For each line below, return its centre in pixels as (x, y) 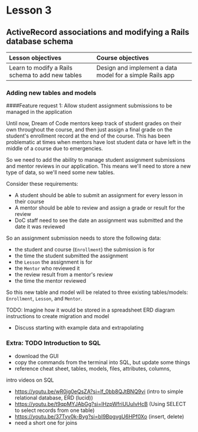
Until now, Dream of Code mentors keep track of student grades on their (94, 123)
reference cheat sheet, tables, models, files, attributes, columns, (93, 368)
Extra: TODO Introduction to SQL (54, 343)
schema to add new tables (46, 75)
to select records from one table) (55, 410)
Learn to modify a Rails (41, 68)
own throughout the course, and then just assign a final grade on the (89, 130)
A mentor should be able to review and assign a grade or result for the (100, 208)
